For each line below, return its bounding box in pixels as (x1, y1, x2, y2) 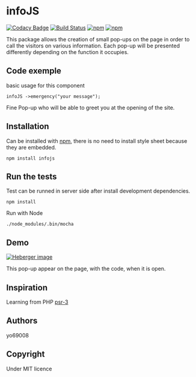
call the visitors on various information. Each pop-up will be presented (6, 42, 180, 49)
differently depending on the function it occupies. (6, 48, 129, 55)
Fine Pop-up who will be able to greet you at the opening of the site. (6, 104, 175, 111)
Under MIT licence (6, 365, 52, 372)
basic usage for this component (6, 82, 85, 89)
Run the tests (6, 171, 57, 181)
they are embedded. (6, 143, 57, 151)
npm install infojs (6, 155, 55, 161)
